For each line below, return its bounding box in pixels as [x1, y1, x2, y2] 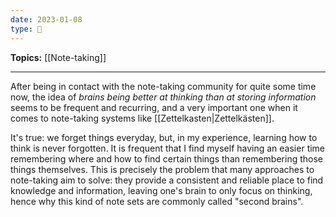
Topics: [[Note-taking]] [10, 51, 107, 63]
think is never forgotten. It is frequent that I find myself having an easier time [10, 142, 326, 154]
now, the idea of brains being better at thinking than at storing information [10, 91, 317, 103]
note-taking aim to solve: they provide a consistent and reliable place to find [10, 174, 324, 186]
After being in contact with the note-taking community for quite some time [10, 80, 317, 92]
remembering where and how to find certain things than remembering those [10, 152, 323, 165]
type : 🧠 [10, 24, 43, 34]
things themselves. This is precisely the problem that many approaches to [10, 163, 315, 175]
